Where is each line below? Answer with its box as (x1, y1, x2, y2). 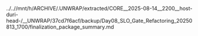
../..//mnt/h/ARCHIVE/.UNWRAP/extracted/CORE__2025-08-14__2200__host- (6, 5, 193, 12)
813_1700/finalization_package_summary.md (6, 23, 114, 30)
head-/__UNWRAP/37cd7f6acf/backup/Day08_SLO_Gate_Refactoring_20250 (6, 17, 193, 24)
